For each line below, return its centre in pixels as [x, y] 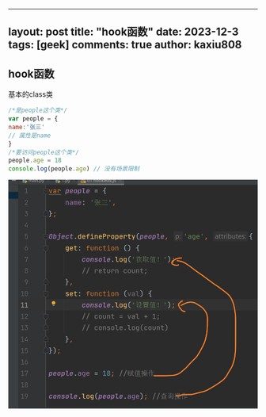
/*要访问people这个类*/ [44, 152]
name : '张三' [27, 127]
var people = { [33, 119]
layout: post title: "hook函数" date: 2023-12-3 [123, 32]
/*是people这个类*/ [38, 111]
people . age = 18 [35, 161]
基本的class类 [31, 94]
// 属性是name [30, 136]
